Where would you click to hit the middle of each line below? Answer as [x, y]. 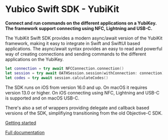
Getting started [21, 122]
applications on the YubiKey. [34, 59]
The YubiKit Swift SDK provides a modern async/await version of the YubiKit [84, 38]
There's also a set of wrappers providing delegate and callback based [77, 107]
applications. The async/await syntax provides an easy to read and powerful [84, 48]
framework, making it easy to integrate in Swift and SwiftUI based [73, 43]
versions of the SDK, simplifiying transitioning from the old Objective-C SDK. [84, 113]
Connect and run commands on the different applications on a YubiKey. [81, 23]
